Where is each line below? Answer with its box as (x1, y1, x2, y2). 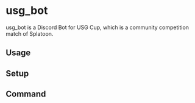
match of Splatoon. (5, 30, 54, 37)
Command (5, 89, 46, 99)
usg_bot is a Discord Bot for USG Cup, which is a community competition (5, 24, 190, 31)
